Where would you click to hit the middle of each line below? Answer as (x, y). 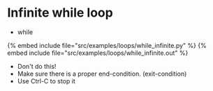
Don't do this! (37, 66)
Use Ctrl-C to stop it (46, 81)
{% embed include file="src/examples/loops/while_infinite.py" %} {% (107, 45)
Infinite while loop (60, 13)
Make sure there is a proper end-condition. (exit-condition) (102, 74)
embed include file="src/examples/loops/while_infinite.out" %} (98, 53)
